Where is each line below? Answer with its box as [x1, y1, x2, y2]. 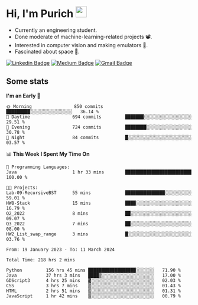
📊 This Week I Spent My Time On [6, 150, 90, 158]
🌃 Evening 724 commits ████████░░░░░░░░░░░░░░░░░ [6, 124, 192, 130]
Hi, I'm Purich [6, 7, 74, 21]
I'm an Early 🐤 [6, 92, 41, 99]
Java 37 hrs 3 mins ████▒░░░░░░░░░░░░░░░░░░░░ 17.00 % [6, 272, 181, 278]
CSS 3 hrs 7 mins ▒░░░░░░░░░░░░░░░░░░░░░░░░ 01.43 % [6, 283, 181, 288]
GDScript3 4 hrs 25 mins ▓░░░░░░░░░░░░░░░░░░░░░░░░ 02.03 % [6, 277, 181, 283]
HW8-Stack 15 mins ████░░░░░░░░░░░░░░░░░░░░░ [6, 200, 192, 206]
